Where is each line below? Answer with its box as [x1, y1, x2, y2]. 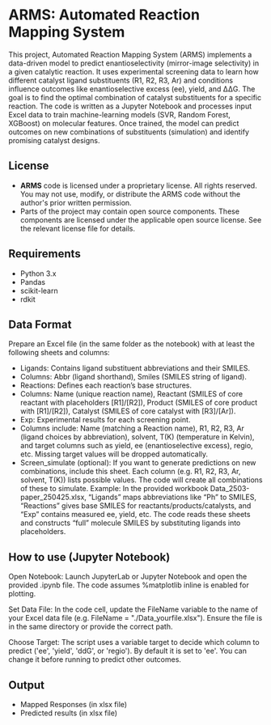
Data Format [8, 317, 72, 331]
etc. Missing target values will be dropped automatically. [19, 449, 209, 459]
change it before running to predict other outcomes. [8, 655, 182, 664]
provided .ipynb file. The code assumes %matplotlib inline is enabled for [8, 580, 249, 590]
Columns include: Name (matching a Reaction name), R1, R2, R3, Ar [19, 423, 245, 434]
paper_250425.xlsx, [19, 492, 87, 502]
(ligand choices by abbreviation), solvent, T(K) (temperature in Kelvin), [19, 432, 255, 442]
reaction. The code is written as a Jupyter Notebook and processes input [8, 101, 252, 111]
